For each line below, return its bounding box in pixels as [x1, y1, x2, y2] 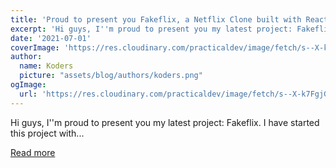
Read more [10, 146, 56, 158]
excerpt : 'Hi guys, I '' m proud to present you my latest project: [10, 24, 293, 34]
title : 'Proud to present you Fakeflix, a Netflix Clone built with [10, 14, 302, 25]
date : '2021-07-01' [10, 33, 92, 43]
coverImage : [10, 42, 60, 53]
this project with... [10, 127, 85, 139]
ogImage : [10, 80, 47, 90]
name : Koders [19, 61, 74, 71]
